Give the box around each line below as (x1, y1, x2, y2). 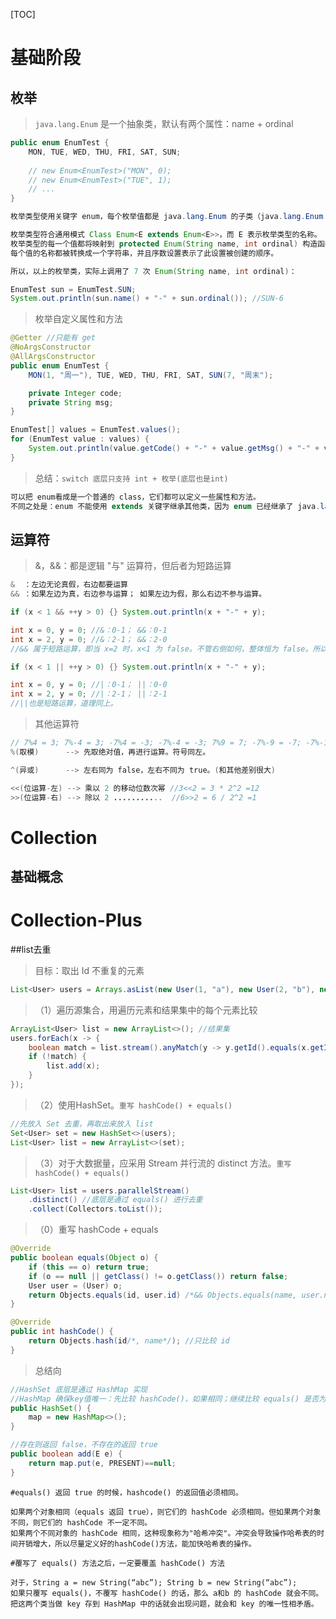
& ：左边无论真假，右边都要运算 (10, 580, 128, 590)
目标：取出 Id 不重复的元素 (34, 964, 145, 976)
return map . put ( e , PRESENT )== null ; (28, 1458, 177, 1468)
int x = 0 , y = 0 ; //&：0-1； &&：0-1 (10, 625, 168, 635)
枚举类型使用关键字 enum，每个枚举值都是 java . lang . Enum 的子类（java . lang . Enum (10, 212, 324, 222)
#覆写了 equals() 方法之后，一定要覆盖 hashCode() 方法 (10, 1558, 226, 1568)
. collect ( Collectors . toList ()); (28, 1204, 163, 1214)
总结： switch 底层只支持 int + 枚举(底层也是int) (34, 472, 229, 484)
